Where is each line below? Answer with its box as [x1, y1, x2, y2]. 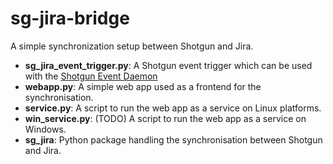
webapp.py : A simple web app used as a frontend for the [24, 80, 262, 92]
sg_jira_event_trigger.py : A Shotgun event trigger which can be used [24, 59, 313, 71]
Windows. [24, 123, 67, 135]
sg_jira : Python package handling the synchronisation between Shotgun [24, 133, 323, 146]
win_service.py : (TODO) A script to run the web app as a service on [24, 112, 307, 124]
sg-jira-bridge [10, 7, 130, 30]
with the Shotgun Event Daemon [24, 70, 158, 82]
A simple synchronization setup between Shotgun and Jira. [10, 40, 254, 52]
